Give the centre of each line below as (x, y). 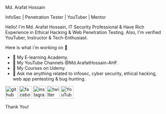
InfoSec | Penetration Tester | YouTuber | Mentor (56, 17)
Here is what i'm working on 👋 (37, 47)
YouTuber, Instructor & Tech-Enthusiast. (47, 38)
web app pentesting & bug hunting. (49, 79)
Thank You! (17, 107)
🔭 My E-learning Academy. (40, 57)
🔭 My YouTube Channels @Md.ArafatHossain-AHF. (65, 63)
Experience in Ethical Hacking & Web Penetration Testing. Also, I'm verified (83, 32)
